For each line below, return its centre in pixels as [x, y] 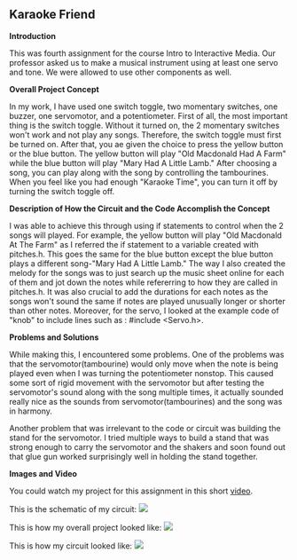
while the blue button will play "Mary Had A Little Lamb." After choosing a [143, 162]
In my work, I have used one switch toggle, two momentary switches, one [144, 106]
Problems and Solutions [54, 337]
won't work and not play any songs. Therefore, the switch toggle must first [145, 134]
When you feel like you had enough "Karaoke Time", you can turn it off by [144, 182]
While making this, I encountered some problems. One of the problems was [147, 354]
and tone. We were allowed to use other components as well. [121, 72]
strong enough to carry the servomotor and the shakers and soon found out [148, 446]
